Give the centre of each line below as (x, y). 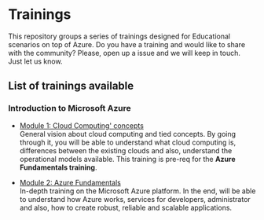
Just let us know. (35, 61)
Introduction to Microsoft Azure (70, 108)
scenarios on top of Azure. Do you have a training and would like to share (127, 44)
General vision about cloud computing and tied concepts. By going (128, 134)
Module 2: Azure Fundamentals (70, 182)
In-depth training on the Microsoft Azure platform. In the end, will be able (137, 191)
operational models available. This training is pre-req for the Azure (127, 159)
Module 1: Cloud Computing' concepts (81, 125)
